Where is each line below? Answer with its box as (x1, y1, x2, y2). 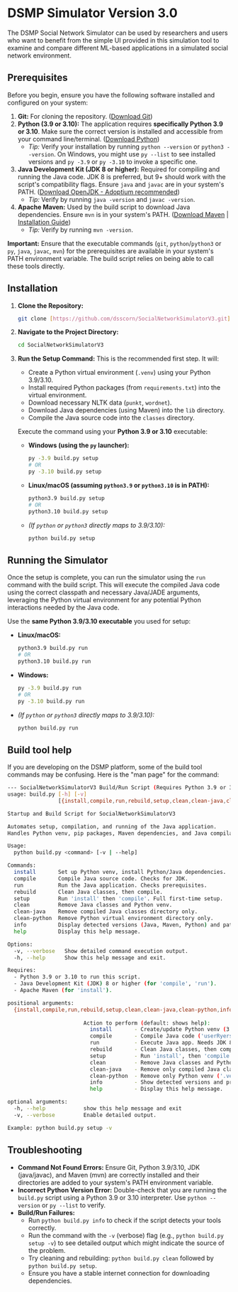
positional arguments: (7, 999, 74, 1007)
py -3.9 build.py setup (28, 455, 99, 462)
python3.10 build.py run (17, 658, 91, 665)
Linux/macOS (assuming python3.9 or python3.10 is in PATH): (28, 481, 210, 489)
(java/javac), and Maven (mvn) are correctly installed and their (17, 1170, 200, 1179)
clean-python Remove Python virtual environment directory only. (13, 915, 214, 922)
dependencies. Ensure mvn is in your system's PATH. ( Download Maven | (17, 210, 229, 218)
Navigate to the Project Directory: (17, 328, 119, 336)
